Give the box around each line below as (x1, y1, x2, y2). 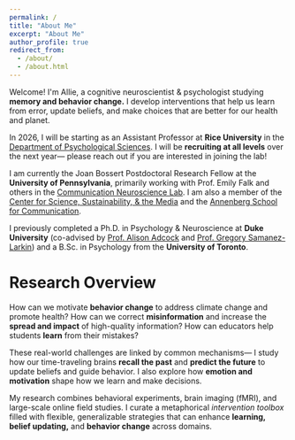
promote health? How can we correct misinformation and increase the (9, 311, 267, 321)
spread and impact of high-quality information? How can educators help (9, 320, 274, 331)
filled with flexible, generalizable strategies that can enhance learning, (9, 411, 267, 421)
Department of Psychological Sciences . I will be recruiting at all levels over (9, 141, 284, 151)
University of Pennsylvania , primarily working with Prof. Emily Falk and (9, 177, 269, 188)
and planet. (9, 114, 50, 125)
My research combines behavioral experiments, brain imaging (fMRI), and (9, 392, 277, 403)
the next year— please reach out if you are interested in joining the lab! (9, 151, 268, 161)
